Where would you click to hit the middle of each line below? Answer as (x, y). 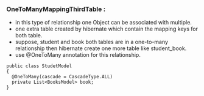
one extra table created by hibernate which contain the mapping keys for (106, 29)
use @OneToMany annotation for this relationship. (78, 55)
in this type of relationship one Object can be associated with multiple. (103, 23)
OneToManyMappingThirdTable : (56, 9)
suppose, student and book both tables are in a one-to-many (92, 42)
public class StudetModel (39, 66)
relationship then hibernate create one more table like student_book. (101, 48)
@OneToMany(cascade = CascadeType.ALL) (62, 77)
